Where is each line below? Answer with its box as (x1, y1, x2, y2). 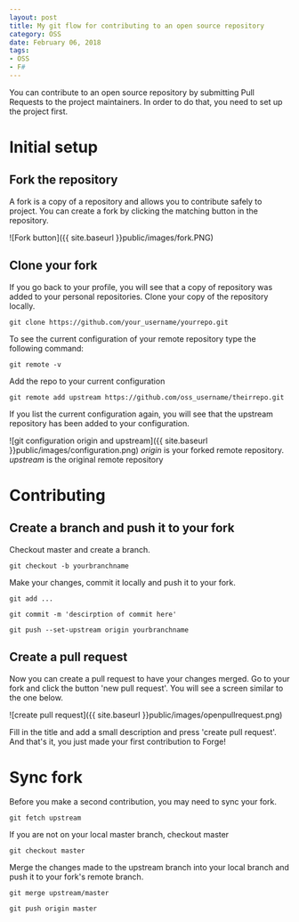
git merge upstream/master (9, 889, 109, 898)
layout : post (9, 12, 58, 22)
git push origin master (9, 904, 98, 913)
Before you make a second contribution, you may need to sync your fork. (9, 797, 278, 807)
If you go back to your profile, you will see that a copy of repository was (9, 281, 273, 292)
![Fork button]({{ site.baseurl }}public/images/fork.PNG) (9, 232, 214, 243)
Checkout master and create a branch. (9, 544, 151, 554)
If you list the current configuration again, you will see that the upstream (9, 408, 274, 419)
